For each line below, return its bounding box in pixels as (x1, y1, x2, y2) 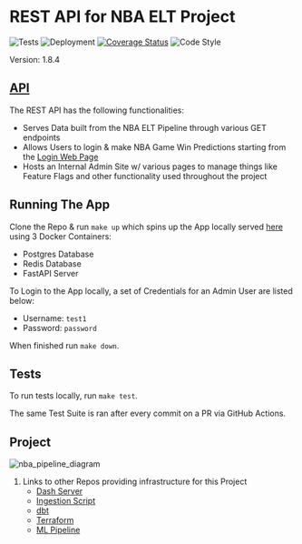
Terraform (35, 515, 74, 526)
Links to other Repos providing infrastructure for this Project (22, 476, 248, 488)
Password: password (22, 322, 97, 333)
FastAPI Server (22, 267, 79, 278)
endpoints (22, 132, 61, 143)
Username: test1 (22, 312, 87, 324)
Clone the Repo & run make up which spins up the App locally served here (9, 221, 284, 232)
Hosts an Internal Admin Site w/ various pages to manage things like (22, 161, 278, 172)
